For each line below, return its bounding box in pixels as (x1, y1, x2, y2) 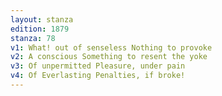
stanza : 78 (10, 33, 56, 43)
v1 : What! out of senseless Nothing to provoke (10, 42, 213, 53)
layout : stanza (10, 14, 74, 25)
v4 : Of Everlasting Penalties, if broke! (10, 71, 186, 81)
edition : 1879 (10, 24, 70, 34)
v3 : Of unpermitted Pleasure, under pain (10, 61, 186, 71)
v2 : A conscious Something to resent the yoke (10, 52, 208, 62)
